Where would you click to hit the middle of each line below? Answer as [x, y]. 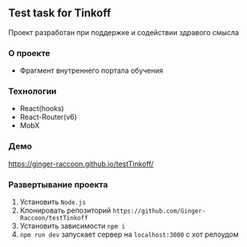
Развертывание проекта [58, 185]
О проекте [29, 53]
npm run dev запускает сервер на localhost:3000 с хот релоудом [129, 234]
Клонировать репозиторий [65, 210]
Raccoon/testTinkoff [54, 218]
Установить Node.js [53, 202]
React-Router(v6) [48, 117]
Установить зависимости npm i [73, 226]
